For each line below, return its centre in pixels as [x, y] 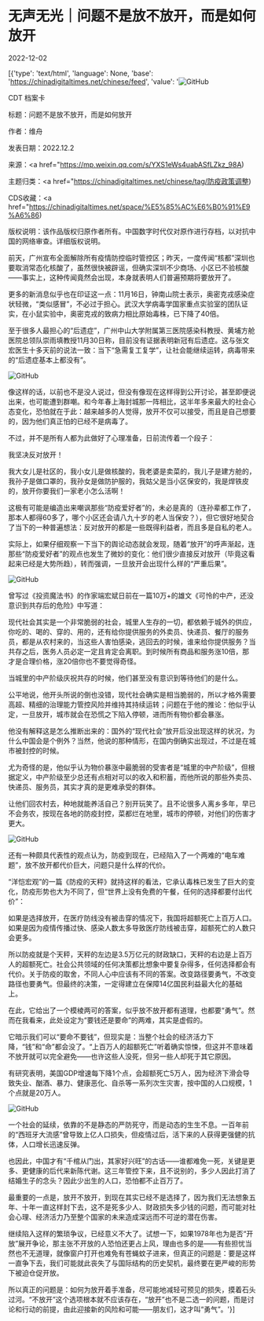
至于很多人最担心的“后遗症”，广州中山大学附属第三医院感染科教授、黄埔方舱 [132, 330]
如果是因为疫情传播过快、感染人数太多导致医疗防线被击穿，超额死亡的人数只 [132, 928]
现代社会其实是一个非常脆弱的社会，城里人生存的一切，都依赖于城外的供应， [132, 622]
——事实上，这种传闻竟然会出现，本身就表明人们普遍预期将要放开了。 [122, 277]
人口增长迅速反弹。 [53, 1144]
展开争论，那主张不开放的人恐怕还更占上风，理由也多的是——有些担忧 [132, 1243]
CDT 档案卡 [27, 97]
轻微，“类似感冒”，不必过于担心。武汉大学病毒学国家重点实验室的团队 [128, 304]
